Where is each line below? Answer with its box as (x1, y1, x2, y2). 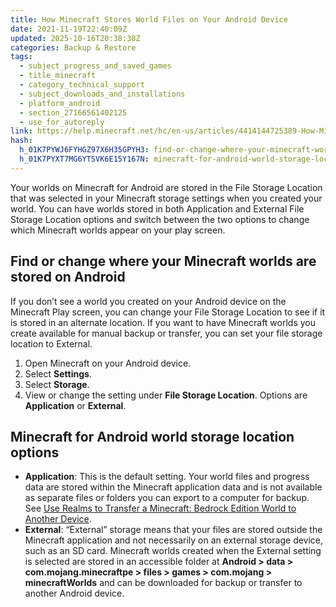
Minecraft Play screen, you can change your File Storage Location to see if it (10, 306, 326, 318)
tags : (10, 52, 33, 62)
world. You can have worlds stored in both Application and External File (10, 202, 305, 215)
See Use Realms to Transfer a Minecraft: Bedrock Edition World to (24, 502, 297, 515)
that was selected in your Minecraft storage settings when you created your (10, 192, 323, 204)
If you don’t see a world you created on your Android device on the (10, 295, 287, 307)
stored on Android (10, 269, 126, 286)
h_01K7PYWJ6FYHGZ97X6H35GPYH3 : (19, 145, 150, 155)
